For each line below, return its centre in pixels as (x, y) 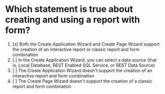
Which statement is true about (69, 9)
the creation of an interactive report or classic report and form (76, 49)
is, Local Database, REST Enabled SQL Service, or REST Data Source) (83, 65)
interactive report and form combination (53, 76)
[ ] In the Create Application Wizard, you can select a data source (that (84, 60)
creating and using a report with (73, 20)
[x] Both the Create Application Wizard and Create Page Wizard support (86, 44)
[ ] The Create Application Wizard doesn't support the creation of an (82, 70)
